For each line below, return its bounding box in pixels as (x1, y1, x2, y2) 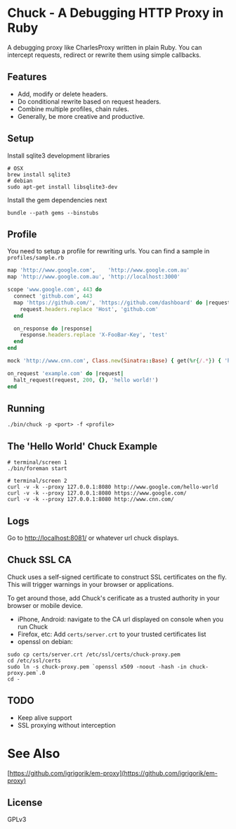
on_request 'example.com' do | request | (7, 369, 124, 377)
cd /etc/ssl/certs (7, 657, 61, 664)
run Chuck (17, 622, 48, 631)
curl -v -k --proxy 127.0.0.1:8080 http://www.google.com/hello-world (7, 483, 218, 491)
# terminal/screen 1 (7, 459, 68, 466)
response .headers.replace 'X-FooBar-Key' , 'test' (20, 331, 169, 338)
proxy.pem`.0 (7, 669, 46, 676)
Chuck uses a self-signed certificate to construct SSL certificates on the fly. (7, 572, 227, 581)
